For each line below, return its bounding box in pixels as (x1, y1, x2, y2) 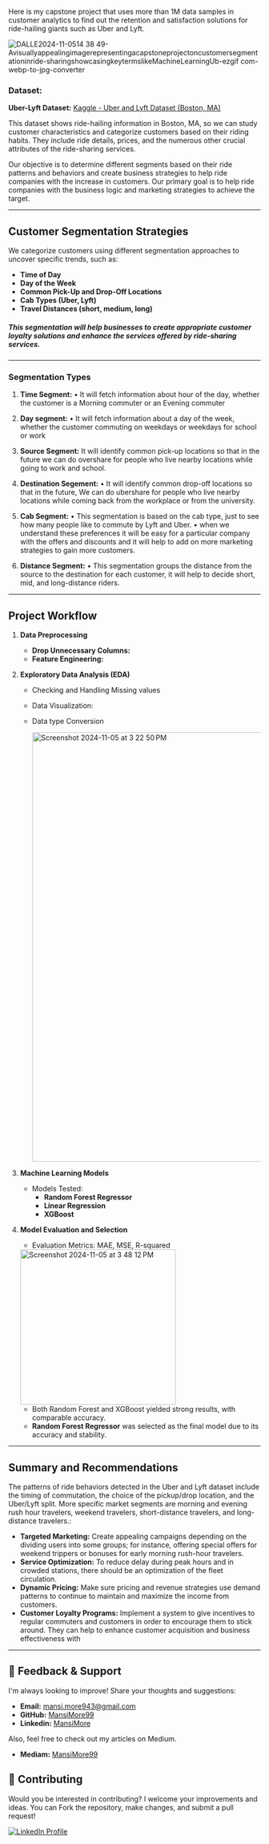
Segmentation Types (8, 372, 91, 382)
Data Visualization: (31, 701, 94, 710)
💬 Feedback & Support (8, 1664, 122, 1678)
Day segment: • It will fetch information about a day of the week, (19, 414, 235, 423)
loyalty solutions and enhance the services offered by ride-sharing (8, 330, 237, 340)
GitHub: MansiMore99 (19, 1709, 94, 1719)
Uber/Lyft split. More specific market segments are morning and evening (8, 1499, 248, 1508)
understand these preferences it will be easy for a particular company (19, 528, 251, 538)
